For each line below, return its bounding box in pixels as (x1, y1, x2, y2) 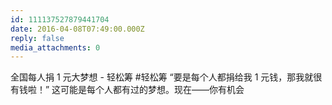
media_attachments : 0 (10, 42, 101, 53)
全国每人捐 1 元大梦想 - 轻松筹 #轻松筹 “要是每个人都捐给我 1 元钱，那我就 (10, 71, 314, 83)
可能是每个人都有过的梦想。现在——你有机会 (60, 84, 245, 96)
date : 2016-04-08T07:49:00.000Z (10, 24, 145, 34)
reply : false (10, 33, 65, 43)
